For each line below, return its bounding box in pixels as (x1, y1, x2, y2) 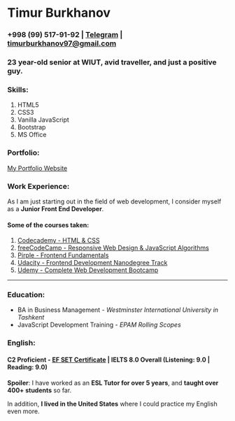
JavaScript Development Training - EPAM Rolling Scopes (17, 320, 182, 329)
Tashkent (17, 313, 45, 322)
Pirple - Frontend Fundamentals (17, 251, 109, 259)
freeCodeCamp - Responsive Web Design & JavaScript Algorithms (17, 243, 210, 252)
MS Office (17, 131, 47, 139)
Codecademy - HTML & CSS (17, 236, 100, 245)
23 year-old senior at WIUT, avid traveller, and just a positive (7, 57, 217, 67)
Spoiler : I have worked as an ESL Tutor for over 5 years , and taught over (7, 378, 219, 387)
